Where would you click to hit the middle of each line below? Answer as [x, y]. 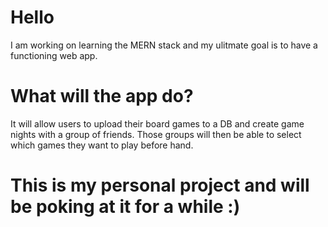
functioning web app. [54, 55]
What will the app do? [102, 96]
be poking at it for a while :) [125, 207]
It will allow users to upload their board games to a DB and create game [157, 123]
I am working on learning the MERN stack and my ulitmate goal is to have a [164, 45]
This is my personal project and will [160, 185]
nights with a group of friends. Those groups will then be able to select [156, 134]
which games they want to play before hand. [102, 145]
